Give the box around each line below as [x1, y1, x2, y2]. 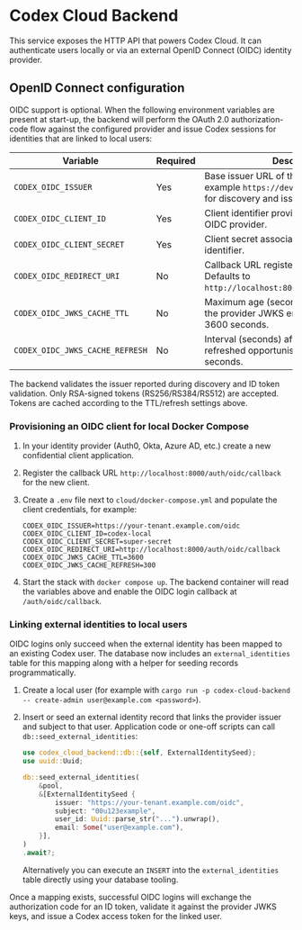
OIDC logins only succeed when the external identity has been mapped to [9, 638, 283, 649]
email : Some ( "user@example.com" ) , [55, 823, 184, 833]
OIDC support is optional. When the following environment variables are [9, 104, 275, 115]
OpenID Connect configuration [9, 80, 185, 95]
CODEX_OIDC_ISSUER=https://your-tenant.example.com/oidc [22, 521, 241, 531]
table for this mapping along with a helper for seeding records [9, 658, 239, 669]
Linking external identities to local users [9, 618, 188, 630]
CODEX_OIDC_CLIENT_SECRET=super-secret [22, 537, 173, 546]
